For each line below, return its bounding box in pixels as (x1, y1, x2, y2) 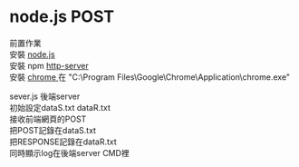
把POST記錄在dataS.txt (9, 124, 97, 135)
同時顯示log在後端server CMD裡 (9, 147, 130, 158)
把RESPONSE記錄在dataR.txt (9, 136, 118, 147)
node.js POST (9, 6, 115, 27)
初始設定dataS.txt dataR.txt (9, 102, 111, 113)
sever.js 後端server (9, 91, 81, 102)
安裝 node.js (9, 48, 56, 60)
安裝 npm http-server (9, 60, 89, 71)
